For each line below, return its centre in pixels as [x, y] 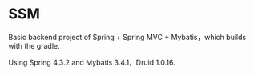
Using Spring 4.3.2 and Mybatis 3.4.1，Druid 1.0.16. [92, 62]
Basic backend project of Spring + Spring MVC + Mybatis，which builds [127, 37]
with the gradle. [34, 45]
